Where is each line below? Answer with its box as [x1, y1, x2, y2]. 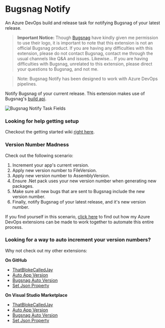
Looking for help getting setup [5, 118, 79, 124]
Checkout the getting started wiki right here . [5, 129, 95, 135]
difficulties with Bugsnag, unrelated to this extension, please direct [17, 61, 153, 67]
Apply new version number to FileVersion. [12, 167, 97, 173]
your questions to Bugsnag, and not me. [17, 66, 99, 72]
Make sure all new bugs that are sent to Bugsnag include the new [12, 188, 145, 194]
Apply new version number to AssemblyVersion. [12, 172, 110, 178]
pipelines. [17, 81, 37, 87]
